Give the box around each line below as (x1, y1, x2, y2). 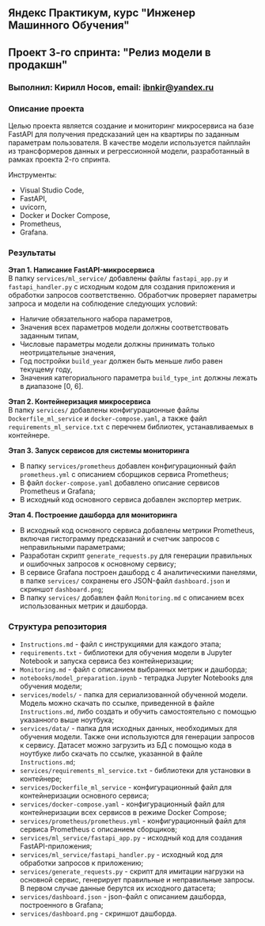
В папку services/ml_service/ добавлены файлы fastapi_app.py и (8, 273, 229, 284)
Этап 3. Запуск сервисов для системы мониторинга (8, 446, 190, 455)
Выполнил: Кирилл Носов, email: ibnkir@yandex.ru (8, 82, 214, 93)
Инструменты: (8, 170, 57, 179)
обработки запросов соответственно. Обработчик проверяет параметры (8, 291, 257, 300)
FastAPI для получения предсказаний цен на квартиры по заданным (8, 130, 240, 139)
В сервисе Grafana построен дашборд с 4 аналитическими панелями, (19, 568, 258, 577)
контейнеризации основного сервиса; (19, 791, 150, 800)
